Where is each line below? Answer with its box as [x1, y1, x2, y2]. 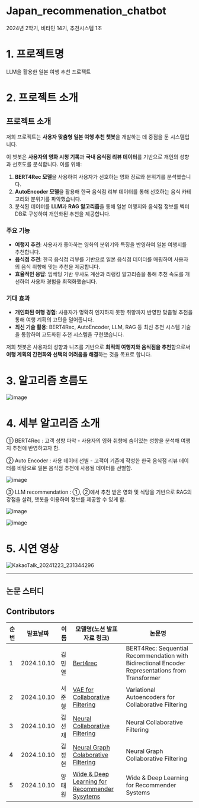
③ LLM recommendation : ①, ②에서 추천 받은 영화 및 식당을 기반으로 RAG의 [6, 488, 192, 495]
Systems [126, 788, 150, 797]
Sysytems [72, 792, 101, 800]
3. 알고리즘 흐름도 [6, 374, 88, 387]
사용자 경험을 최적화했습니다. [30, 278, 98, 285]
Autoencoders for [126, 693, 175, 701]
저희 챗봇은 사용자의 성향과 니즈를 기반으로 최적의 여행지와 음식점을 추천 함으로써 [6, 343, 191, 350]
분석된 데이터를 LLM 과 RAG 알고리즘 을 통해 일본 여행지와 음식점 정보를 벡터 [14, 202, 190, 210]
